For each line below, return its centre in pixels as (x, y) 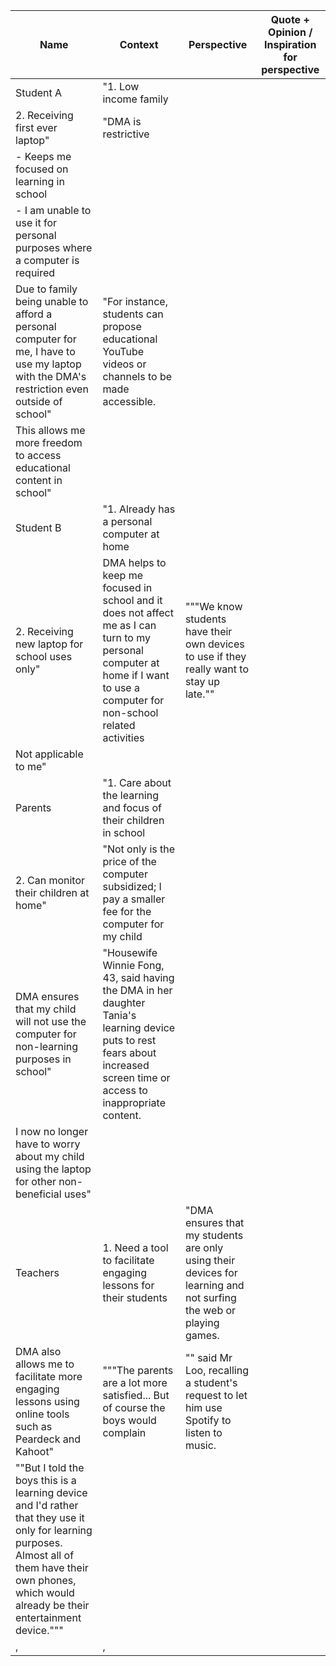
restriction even (52, 389)
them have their (52, 1567)
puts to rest (129, 1040)
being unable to (52, 301)
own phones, (46, 1580)
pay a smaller (134, 899)
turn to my (126, 637)
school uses (44, 656)
